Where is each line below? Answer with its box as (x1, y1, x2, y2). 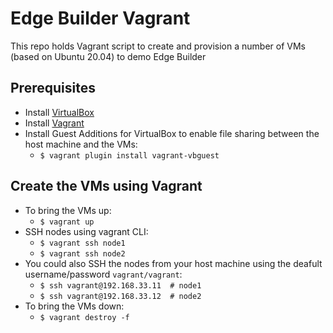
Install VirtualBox (24, 106, 95, 118)
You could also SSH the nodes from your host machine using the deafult (24, 257, 323, 269)
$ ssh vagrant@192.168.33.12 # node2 (39, 291, 202, 301)
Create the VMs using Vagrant (10, 178, 203, 195)
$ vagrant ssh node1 (39, 238, 126, 248)
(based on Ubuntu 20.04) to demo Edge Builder (10, 50, 207, 62)
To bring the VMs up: (24, 204, 112, 216)
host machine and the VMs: (24, 138, 138, 150)
